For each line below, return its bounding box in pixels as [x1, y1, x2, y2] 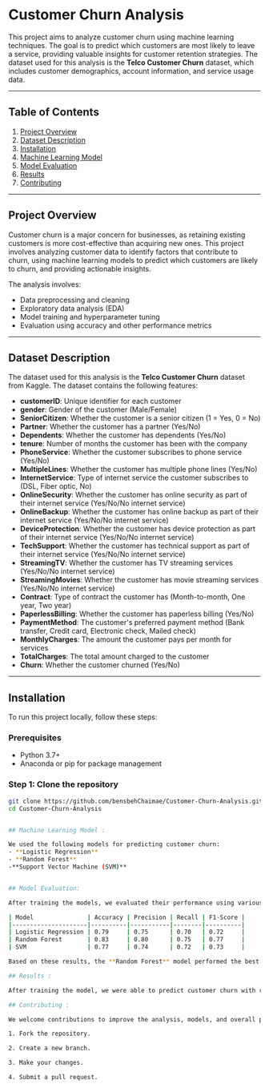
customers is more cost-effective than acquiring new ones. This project [8, 238, 244, 248]
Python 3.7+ [19, 751, 61, 760]
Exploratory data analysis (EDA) [19, 303, 125, 313]
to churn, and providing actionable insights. [8, 264, 152, 273]
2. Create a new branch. [8, 1044, 91, 1053]
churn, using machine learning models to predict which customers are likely [8, 255, 259, 265]
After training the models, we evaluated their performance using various [8, 899, 263, 907]
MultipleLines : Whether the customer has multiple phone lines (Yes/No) [19, 465, 258, 474]
